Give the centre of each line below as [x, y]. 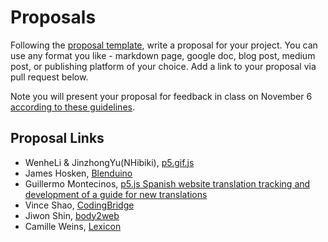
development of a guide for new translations [116, 194]
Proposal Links [57, 138]
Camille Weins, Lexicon [73, 226]
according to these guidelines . [72, 107]
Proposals [53, 17]
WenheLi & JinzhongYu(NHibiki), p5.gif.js [109, 162]
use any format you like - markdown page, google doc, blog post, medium [163, 55]
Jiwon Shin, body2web [72, 215]
